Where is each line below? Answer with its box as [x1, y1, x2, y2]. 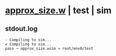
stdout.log [5, 25, 38, 33]
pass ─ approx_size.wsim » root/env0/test [5, 46, 93, 51]
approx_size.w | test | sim [5, 5, 112, 16]
